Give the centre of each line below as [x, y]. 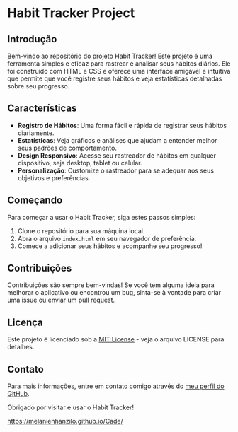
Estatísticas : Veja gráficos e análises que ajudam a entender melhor [117, 140]
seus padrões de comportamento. [67, 148]
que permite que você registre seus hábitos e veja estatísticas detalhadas [115, 78]
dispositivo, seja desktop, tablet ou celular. [80, 163]
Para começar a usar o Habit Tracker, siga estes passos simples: [102, 217]
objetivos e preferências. [54, 177]
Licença [25, 322]
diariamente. [36, 133]
